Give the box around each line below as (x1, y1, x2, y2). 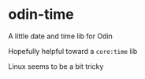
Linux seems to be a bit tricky (8, 61, 104, 71)
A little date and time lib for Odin (8, 31, 113, 41)
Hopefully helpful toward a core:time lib (8, 46, 138, 56)
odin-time (8, 5, 75, 23)
